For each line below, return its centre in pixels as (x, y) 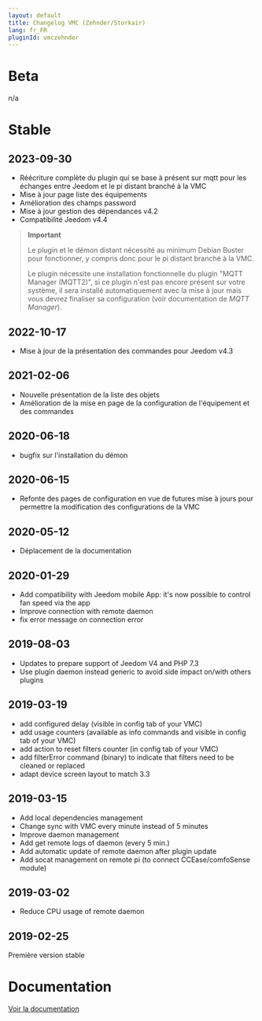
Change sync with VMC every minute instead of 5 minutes (114, 826)
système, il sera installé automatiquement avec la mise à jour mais (135, 290)
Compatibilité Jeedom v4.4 (63, 220)
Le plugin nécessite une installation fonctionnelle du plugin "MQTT (135, 274)
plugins (31, 680)
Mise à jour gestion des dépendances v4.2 (89, 211)
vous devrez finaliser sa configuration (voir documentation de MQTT (138, 299)
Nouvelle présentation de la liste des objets (89, 394)
